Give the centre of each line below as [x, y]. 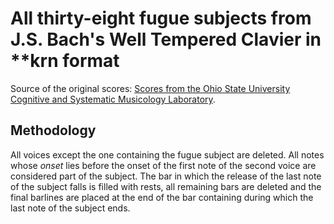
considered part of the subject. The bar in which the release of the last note [166, 176]
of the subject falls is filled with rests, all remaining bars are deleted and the [166, 186]
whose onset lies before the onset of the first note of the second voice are [163, 165]
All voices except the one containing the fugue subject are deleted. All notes [167, 154]
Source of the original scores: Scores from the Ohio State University [150, 88]
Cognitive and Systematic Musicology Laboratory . [113, 99]
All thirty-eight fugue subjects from [161, 18]
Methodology [53, 130]
